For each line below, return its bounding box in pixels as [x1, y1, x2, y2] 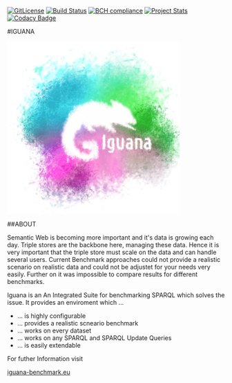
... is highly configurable [17, 312, 86, 320]
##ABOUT [7, 220, 37, 228]
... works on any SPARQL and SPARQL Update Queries [17, 334, 172, 342]
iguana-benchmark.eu [7, 368, 70, 376]
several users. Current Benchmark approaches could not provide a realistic [7, 256, 221, 263]
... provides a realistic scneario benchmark [17, 319, 139, 327]
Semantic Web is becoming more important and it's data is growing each [7, 233, 214, 242]
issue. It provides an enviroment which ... [7, 299, 124, 306]
